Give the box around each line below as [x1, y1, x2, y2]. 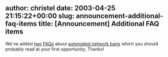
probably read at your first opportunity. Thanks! [5, 46, 105, 52]
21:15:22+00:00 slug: [5, 12, 75, 20]
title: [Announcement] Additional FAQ [38, 19, 159, 28]
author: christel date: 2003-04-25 [5, 4, 116, 12]
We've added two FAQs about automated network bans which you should [5, 40, 158, 46]
